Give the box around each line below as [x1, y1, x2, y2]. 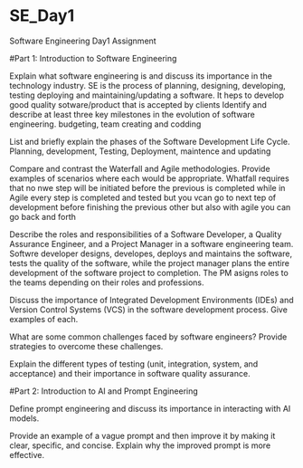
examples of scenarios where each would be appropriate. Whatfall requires [9, 173, 289, 184]
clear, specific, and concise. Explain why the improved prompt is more [9, 440, 271, 451]
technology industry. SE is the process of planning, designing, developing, [9, 80, 287, 91]
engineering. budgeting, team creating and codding [9, 119, 202, 129]
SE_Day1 [9, 5, 75, 26]
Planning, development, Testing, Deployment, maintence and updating [9, 146, 271, 157]
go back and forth [9, 211, 77, 222]
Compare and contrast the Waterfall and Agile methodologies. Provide [9, 163, 270, 174]
